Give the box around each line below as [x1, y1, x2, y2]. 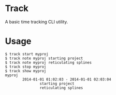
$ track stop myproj [5, 64, 47, 69]
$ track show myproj [5, 68, 47, 73]
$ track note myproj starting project [5, 56, 83, 61]
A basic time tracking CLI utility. [5, 19, 68, 25]
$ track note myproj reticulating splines [5, 60, 92, 65]
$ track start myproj [5, 52, 49, 56]
